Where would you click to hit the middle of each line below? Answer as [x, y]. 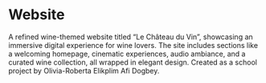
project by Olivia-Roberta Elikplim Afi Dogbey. [84, 70]
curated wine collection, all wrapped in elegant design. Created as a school [133, 62]
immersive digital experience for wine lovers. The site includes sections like [133, 45]
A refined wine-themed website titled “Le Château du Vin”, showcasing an [131, 37]
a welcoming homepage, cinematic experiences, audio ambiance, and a [127, 53]
